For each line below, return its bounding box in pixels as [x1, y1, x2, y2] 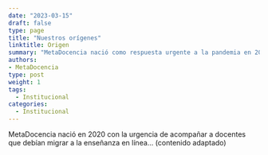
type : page [8, 26, 45, 34]
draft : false [8, 19, 52, 27]
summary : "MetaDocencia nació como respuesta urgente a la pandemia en [8, 48, 251, 56]
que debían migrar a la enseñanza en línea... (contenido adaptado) [8, 138, 227, 147]
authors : [8, 56, 37, 64]
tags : [8, 85, 26, 94]
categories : [8, 100, 48, 108]
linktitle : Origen [8, 41, 69, 49]
